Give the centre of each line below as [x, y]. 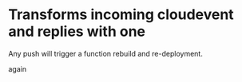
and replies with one [77, 31]
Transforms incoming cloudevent [121, 15]
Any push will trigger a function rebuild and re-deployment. [106, 53]
